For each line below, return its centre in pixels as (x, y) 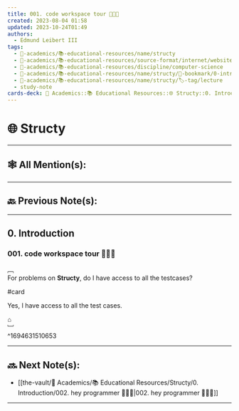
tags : (15, 47)
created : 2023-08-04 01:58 (47, 21)
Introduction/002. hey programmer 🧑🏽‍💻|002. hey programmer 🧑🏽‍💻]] (118, 393)
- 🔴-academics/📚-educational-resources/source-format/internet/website (123, 61)
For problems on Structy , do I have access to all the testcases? (100, 278)
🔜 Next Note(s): (44, 365)
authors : (20, 34)
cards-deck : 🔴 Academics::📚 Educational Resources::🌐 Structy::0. (110, 93)
